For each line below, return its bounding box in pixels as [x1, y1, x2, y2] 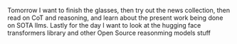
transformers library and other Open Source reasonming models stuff [7, 28, 211, 37]
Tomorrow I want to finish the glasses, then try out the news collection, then [7, 6, 231, 14]
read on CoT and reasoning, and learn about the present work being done [7, 13, 223, 22]
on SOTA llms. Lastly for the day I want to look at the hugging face [7, 21, 201, 29]
